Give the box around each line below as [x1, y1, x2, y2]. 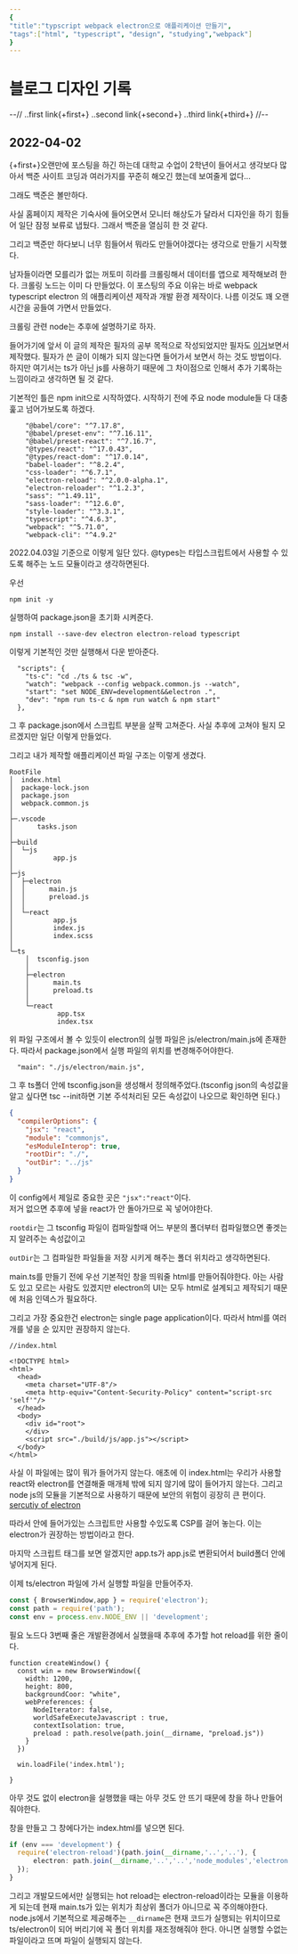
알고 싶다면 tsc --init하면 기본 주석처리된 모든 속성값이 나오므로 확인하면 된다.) [9, 1091, 281, 1101]
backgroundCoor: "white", [25, 1689, 122, 1698]
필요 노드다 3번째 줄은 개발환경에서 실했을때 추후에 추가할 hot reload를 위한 [9, 1630, 272, 1640]
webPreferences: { [25, 1697, 93, 1706]
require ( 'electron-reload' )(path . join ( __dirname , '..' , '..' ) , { [17, 1848, 256, 1858]
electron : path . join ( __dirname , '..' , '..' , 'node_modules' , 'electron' [32, 1857, 293, 1866]
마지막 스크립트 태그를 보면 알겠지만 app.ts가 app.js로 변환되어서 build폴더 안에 [9, 1548, 286, 1558]
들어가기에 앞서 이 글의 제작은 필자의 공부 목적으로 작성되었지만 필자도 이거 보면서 [9, 340, 290, 350]
